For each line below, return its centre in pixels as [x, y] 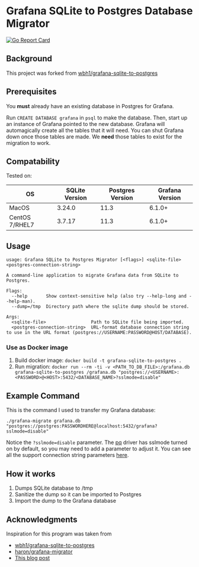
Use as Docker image [37, 348]
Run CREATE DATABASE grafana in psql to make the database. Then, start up [97, 118]
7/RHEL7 [22, 225]
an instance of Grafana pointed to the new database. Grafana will [86, 124]
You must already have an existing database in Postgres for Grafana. [90, 106]
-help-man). [21, 301]
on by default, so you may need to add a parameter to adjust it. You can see [99, 449]
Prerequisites [31, 92]
